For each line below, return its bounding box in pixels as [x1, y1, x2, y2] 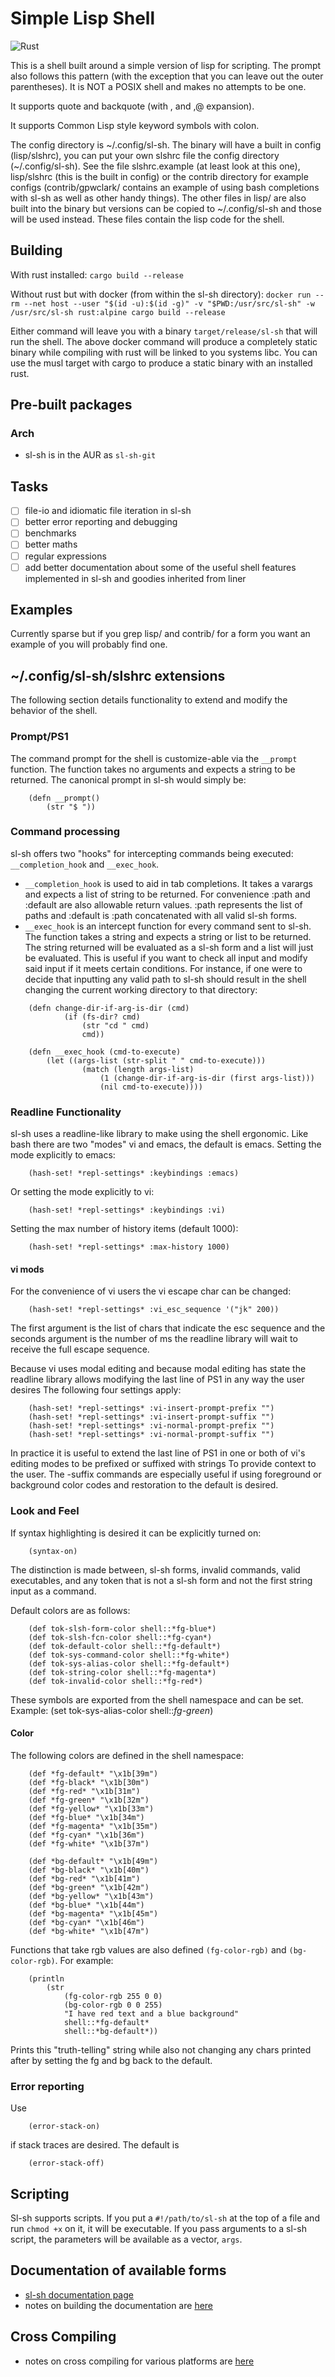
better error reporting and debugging [24, 516, 178, 528]
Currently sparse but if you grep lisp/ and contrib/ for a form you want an [10, 628, 311, 640]
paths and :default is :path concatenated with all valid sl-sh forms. [24, 909, 298, 921]
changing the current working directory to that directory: [24, 983, 258, 996]
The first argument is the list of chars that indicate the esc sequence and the [10, 1322, 326, 1334]
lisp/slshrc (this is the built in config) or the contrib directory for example [10, 170, 309, 182]
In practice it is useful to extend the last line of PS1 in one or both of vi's [10, 1447, 306, 1459]
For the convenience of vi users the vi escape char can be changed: [10, 1285, 292, 1297]
